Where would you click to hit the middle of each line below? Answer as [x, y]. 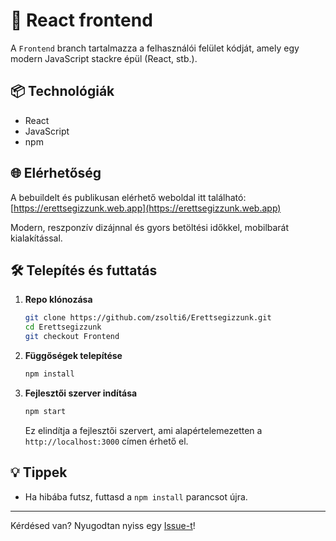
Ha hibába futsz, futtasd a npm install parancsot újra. [136, 496]
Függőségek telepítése [73, 355]
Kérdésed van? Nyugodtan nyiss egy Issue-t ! [103, 525]
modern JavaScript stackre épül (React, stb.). [104, 58]
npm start [45, 411]
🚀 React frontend [81, 20]
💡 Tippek [39, 472]
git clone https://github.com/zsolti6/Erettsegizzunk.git [148, 318]
